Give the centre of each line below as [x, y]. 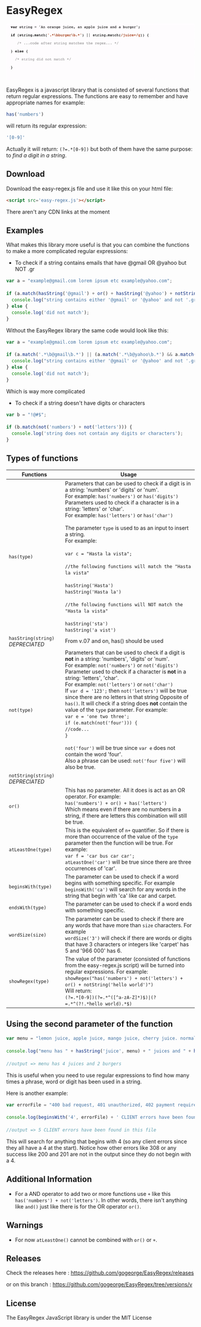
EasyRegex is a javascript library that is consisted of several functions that [98, 90]
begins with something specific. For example [120, 883]
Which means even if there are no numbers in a [123, 809]
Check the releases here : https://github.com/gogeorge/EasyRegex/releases [100, 1273]
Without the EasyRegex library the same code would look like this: [87, 330]
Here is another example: [37, 1093]
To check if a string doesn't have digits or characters [80, 403]
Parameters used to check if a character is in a [122, 502]
